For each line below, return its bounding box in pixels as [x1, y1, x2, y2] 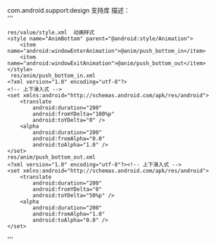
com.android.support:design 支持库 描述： [7, 6, 130, 14]
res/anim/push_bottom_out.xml [7, 154, 96, 161]
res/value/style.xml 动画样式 [7, 29, 95, 36]
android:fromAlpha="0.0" [32, 135, 106, 142]
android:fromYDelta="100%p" [32, 111, 115, 118]
